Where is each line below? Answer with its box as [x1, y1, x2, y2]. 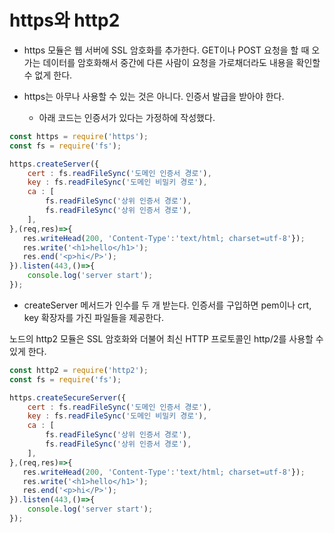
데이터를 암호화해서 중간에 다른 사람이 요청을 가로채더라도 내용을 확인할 [42, 56, 321, 68]
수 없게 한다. [23, 69, 73, 81]
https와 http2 [9, 9, 121, 32]
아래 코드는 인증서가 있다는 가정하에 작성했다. [38, 111, 216, 123]
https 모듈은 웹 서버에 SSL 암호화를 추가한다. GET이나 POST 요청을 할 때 [23, 44, 310, 56]
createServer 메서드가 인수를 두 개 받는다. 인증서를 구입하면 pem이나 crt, [23, 299, 312, 311]
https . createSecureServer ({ [9, 392, 127, 403]
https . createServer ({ [9, 159, 100, 169]
